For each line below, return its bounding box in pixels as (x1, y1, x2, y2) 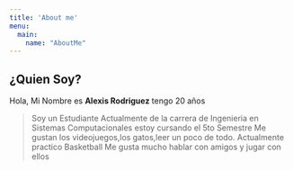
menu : (9, 22, 30, 31)
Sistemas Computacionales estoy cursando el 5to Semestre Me (31, 122, 267, 133)
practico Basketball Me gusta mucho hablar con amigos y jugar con (31, 141, 281, 153)
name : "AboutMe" (25, 38, 87, 48)
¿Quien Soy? (9, 71, 83, 86)
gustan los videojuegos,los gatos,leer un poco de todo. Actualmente (31, 132, 285, 143)
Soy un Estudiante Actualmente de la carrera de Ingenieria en (31, 113, 259, 124)
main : (17, 30, 39, 39)
